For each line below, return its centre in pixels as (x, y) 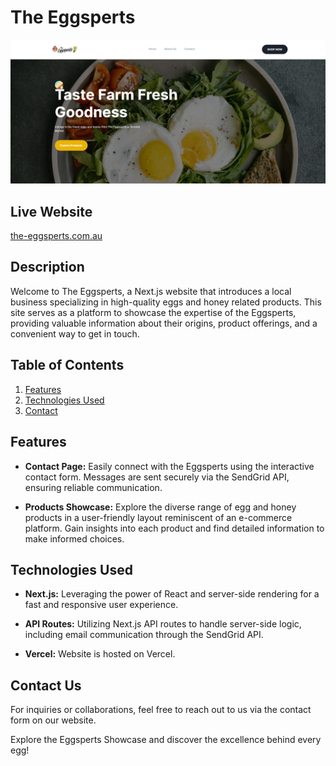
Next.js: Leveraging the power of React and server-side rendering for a (172, 594)
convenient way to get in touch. (75, 333)
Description (47, 267)
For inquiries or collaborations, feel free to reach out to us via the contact (161, 710)
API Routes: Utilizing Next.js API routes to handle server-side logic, (163, 624)
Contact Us (46, 685)
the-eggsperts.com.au (56, 236)
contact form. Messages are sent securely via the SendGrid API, (157, 477)
